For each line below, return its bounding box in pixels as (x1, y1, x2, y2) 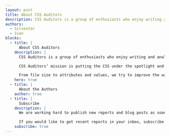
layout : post (5, 7, 33, 13)
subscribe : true (14, 124, 49, 129)
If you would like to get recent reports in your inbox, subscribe (18, 119, 164, 124)
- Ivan (10, 31, 24, 36)
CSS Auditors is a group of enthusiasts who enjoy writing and (18, 54, 155, 60)
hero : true (14, 77, 37, 82)
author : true (14, 92, 42, 97)
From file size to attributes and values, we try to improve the (18, 73, 159, 78)
